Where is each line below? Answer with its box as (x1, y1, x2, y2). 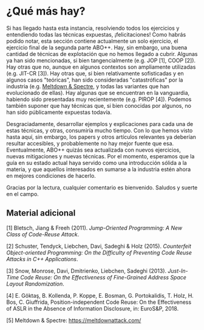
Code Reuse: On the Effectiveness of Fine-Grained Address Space (20, 273, 187, 281)
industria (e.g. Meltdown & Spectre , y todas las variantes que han (6, 82, 170, 90)
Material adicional (6, 208, 76, 219)
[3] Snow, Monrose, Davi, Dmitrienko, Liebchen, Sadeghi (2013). (6, 267, 167, 275)
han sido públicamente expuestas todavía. (6, 108, 112, 116)
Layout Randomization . (6, 280, 65, 287)
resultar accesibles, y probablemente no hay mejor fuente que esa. (6, 139, 174, 147)
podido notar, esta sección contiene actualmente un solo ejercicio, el (6, 37, 178, 44)
